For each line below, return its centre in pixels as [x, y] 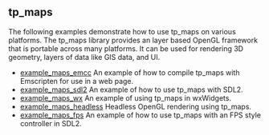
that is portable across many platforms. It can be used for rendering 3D [126, 48]
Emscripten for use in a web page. [77, 81]
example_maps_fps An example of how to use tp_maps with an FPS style [140, 115]
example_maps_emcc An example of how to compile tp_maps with [130, 72]
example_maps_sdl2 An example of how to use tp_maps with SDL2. [131, 89]
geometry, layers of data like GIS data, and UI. [84, 57]
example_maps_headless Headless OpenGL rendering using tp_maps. [135, 106]
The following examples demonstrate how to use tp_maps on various [122, 31]
